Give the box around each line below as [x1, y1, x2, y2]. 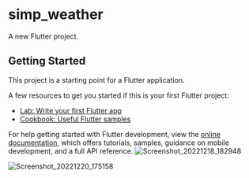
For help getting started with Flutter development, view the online [8, 129, 221, 139]
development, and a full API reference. [8, 146, 134, 155]
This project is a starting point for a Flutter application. [8, 75, 185, 84]
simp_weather [8, 6, 104, 24]
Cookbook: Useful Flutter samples [19, 114, 131, 124]
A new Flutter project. [8, 32, 79, 41]
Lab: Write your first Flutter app [19, 106, 123, 115]
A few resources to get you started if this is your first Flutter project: [8, 91, 229, 100]
